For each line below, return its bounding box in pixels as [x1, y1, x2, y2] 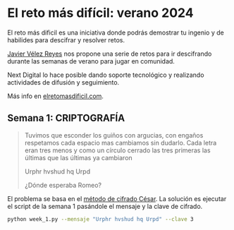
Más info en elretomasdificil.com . [7, 92, 104, 100]
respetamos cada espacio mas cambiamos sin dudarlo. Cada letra [24, 138, 217, 147]
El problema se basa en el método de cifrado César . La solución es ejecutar [7, 194, 227, 202]
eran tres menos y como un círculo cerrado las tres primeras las [24, 146, 211, 155]
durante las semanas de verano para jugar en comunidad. [7, 56, 175, 65]
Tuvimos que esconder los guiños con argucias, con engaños [24, 131, 204, 139]
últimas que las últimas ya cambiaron [24, 153, 133, 162]
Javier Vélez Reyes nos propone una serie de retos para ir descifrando [7, 49, 212, 58]
